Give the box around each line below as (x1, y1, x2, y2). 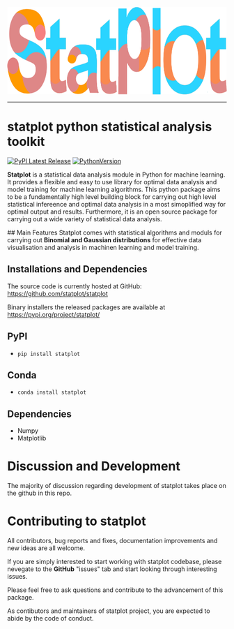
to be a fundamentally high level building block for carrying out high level (7, 192, 217, 201)
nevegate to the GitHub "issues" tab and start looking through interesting (7, 565, 217, 573)
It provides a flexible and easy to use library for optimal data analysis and (7, 177, 217, 186)
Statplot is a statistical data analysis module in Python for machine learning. (7, 170, 226, 179)
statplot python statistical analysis (7, 119, 212, 135)
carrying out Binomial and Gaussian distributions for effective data (7, 235, 202, 244)
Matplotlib (17, 434, 47, 443)
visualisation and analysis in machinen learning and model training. (7, 243, 200, 251)
